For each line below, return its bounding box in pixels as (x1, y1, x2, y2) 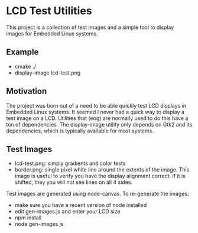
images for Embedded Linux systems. (6, 30, 98, 37)
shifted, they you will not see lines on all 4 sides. (14, 179, 133, 186)
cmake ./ (14, 63, 37, 70)
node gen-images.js (14, 221, 64, 228)
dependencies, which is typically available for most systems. (6, 127, 154, 134)
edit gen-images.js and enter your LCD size (14, 208, 121, 215)
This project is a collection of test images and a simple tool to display (6, 24, 174, 31)
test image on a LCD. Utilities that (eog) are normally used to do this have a (6, 114, 189, 122)
